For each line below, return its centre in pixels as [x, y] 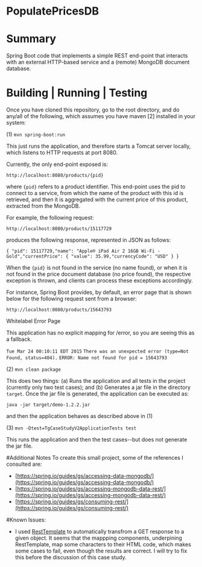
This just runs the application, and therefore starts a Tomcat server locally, [99, 146]
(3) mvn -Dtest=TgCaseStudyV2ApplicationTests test [71, 428]
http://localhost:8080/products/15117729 [59, 229]
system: [16, 123]
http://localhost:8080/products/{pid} [55, 176]
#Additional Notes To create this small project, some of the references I [95, 458]
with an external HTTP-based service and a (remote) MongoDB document [98, 62]
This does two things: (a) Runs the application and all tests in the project [96, 381]
